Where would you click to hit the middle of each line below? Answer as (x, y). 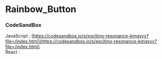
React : (13, 52)
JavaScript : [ (19, 36)
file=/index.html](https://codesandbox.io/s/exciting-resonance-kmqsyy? (81, 41)
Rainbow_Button (41, 9)
